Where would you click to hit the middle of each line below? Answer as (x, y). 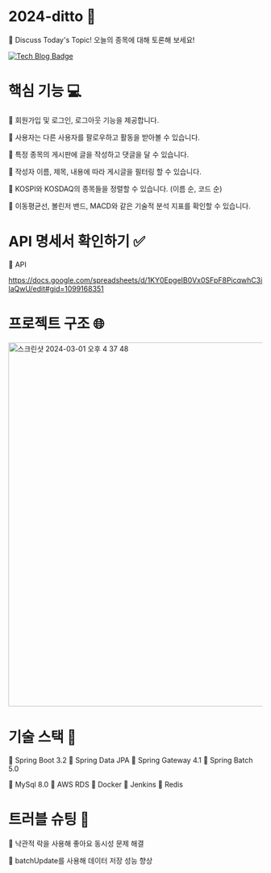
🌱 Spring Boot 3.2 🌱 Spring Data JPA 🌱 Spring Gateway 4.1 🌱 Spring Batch (131, 760)
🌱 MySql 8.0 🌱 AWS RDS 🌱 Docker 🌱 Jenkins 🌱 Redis (96, 784)
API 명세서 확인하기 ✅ (77, 242)
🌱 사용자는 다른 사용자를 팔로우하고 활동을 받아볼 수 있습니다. (104, 137)
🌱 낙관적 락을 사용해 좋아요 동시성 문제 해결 (76, 843)
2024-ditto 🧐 (52, 17)
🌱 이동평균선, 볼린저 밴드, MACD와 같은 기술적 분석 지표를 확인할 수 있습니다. (130, 206)
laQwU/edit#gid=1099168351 (56, 288)
